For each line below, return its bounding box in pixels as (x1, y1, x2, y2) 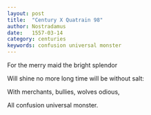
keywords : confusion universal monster (7, 42, 122, 49)
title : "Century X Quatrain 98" (7, 17, 103, 23)
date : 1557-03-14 (7, 29, 63, 36)
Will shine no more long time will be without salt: (7, 74, 145, 83)
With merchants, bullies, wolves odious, (7, 87, 120, 96)
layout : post (7, 10, 45, 17)
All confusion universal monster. (7, 101, 99, 109)
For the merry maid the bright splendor (7, 61, 118, 69)
